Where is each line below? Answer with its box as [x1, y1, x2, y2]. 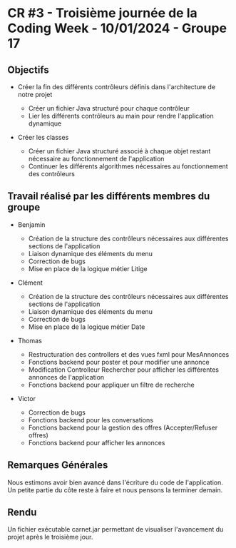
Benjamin [17, 220, 46, 229]
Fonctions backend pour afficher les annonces [28, 438, 165, 447]
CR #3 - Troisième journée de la [7, 5, 197, 21]
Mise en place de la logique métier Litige [28, 264, 148, 273]
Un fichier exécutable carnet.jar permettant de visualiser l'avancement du [7, 525, 224, 534]
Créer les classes [17, 133, 69, 141]
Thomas [17, 336, 43, 345]
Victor [17, 394, 36, 402]
